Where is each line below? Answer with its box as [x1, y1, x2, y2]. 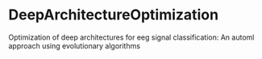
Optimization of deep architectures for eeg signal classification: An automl [8, 32, 255, 42]
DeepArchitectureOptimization [8, 6, 219, 24]
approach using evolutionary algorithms [8, 40, 141, 50]
